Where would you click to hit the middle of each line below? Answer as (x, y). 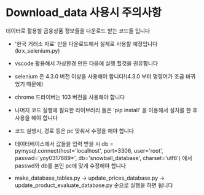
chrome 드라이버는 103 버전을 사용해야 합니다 (70, 97)
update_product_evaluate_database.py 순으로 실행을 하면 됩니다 (94, 185)
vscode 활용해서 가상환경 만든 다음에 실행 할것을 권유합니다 (86, 63)
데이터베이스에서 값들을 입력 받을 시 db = (64, 143)
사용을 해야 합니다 (36, 118)
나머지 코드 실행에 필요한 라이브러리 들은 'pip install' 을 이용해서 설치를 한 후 (106, 110)
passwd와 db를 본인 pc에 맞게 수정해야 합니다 (70, 166)
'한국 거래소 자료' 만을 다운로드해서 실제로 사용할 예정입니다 (86, 44)
